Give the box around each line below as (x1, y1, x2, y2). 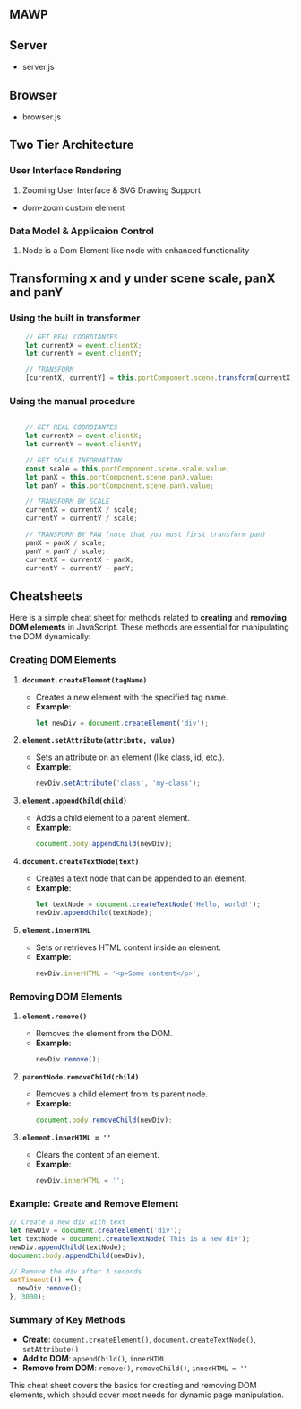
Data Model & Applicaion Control (9, 225, 154, 237)
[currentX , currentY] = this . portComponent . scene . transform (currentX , (25, 374, 295, 383)
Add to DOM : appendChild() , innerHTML (21, 1353, 167, 1364)
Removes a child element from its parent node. (35, 1088, 209, 1099)
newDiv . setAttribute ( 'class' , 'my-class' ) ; (35, 779, 202, 788)
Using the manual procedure (9, 394, 136, 407)
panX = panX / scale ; (25, 538, 106, 547)
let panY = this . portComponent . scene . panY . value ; (25, 480, 215, 490)
